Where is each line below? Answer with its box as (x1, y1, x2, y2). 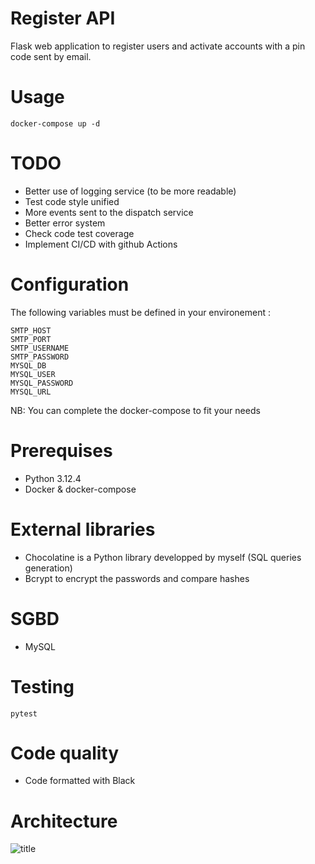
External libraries (10, 518, 156, 541)
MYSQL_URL (10, 387, 52, 397)
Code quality (10, 742, 120, 764)
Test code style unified (24, 195, 120, 207)
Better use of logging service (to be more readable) (24, 185, 237, 197)
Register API (10, 7, 116, 30)
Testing (10, 675, 75, 698)
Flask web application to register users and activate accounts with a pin (10, 40, 306, 52)
